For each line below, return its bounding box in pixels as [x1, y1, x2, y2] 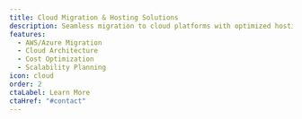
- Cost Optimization [17, 55, 94, 64]
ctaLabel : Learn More [9, 88, 91, 97]
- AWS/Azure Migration [17, 38, 102, 47]
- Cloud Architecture [17, 47, 99, 55]
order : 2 [9, 80, 42, 89]
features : [9, 30, 47, 38]
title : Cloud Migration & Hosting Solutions [9, 13, 179, 22]
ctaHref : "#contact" [9, 96, 87, 106]
